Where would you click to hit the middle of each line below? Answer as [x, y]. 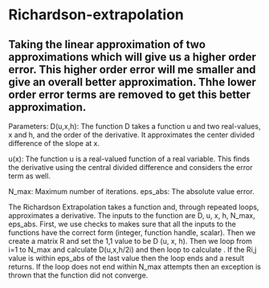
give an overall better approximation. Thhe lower [132, 82]
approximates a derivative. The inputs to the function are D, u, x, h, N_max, [132, 215]
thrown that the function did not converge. [78, 275]
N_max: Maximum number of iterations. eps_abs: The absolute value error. [131, 191]
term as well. [29, 176]
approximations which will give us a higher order [132, 57]
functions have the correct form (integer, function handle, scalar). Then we [132, 233]
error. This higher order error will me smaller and [132, 69]
